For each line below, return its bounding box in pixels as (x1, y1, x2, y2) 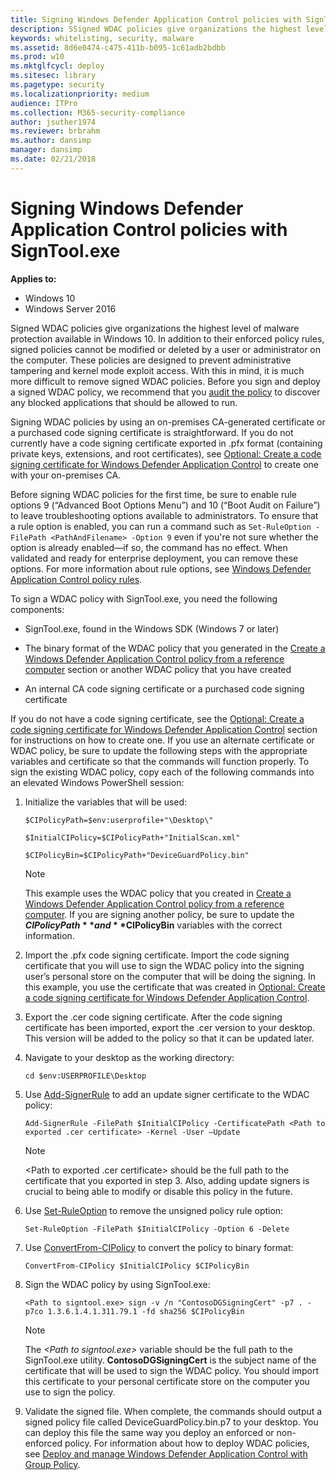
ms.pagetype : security (10, 80, 105, 90)
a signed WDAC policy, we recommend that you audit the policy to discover (10, 386, 321, 398)
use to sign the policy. (24, 1386, 116, 1398)
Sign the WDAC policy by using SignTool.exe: (24, 1278, 211, 1290)
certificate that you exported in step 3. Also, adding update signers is (24, 1174, 310, 1186)
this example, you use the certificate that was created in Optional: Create (24, 981, 326, 993)
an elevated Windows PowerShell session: (10, 776, 185, 788)
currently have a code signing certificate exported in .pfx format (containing (10, 437, 323, 449)
